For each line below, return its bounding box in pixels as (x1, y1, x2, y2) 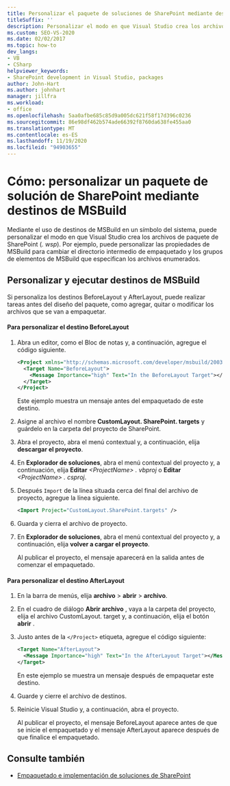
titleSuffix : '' (7, 16, 53, 23)
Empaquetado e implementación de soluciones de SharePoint (16, 771, 191, 779)
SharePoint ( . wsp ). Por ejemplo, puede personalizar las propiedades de (7, 240, 210, 248)
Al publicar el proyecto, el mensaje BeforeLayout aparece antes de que (16, 719, 218, 727)
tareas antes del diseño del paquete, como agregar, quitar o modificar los (7, 300, 214, 308)
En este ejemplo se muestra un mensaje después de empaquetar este (16, 671, 214, 680)
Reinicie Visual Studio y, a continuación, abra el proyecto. (16, 705, 179, 714)
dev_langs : (7, 49, 38, 56)
